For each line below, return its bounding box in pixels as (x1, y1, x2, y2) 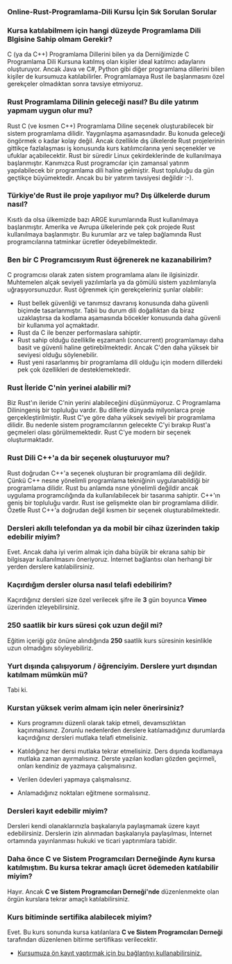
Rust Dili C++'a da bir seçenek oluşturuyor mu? (7, 453, 170, 463)
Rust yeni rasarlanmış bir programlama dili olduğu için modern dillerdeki (17, 358, 223, 367)
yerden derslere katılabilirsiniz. (7, 562, 95, 571)
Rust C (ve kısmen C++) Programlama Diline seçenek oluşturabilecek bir (7, 122, 214, 130)
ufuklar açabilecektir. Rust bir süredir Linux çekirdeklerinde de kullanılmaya (7, 151, 222, 159)
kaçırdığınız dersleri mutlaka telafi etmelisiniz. (17, 734, 148, 742)
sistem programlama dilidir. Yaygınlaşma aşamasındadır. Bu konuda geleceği (7, 129, 226, 137)
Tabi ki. (7, 686, 28, 694)
